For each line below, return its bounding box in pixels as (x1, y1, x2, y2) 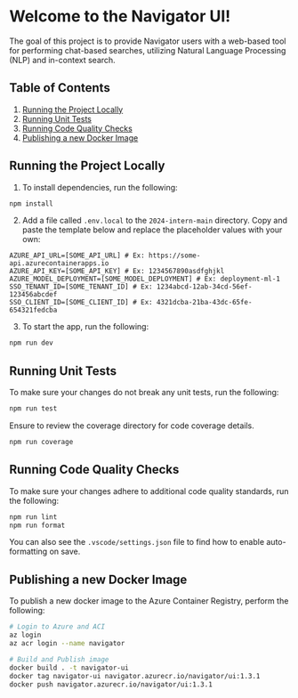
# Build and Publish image (9, 654, 109, 664)
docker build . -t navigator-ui (9, 663, 129, 672)
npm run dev (9, 338, 53, 348)
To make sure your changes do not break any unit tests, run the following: (9, 387, 279, 398)
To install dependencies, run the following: (21, 182, 178, 192)
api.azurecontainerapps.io (9, 259, 109, 268)
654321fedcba (9, 305, 58, 315)
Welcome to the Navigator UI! (9, 6, 231, 27)
